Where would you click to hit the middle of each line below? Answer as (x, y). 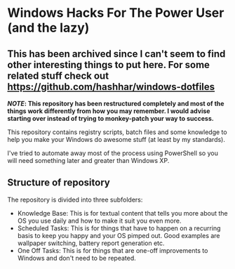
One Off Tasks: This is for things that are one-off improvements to (113, 250)
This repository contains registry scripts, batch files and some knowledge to (117, 132)
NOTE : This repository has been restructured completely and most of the (116, 104)
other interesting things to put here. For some (109, 65)
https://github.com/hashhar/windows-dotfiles (111, 87)
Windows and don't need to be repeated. (77, 258)
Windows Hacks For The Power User (116, 13)
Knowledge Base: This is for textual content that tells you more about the (122, 213)
